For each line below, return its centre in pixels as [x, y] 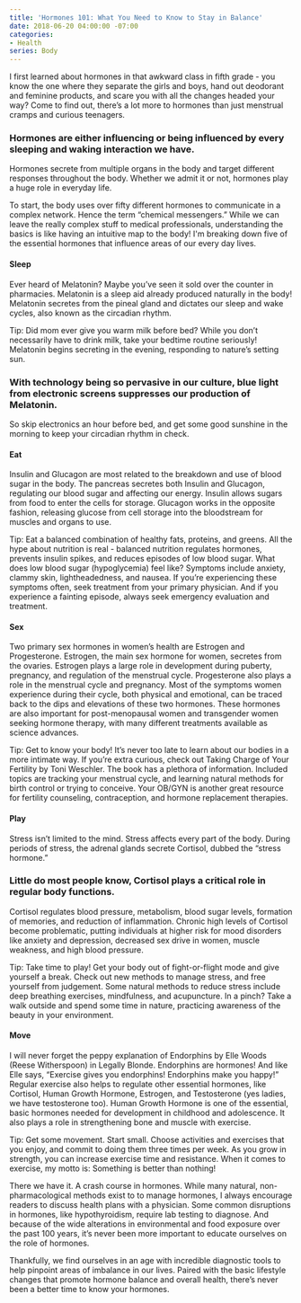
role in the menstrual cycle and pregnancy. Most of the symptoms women [146, 685]
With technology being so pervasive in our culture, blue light [144, 382]
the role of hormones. [49, 1243]
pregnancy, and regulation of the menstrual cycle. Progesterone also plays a [150, 676]
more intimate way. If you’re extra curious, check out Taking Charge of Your [149, 759]
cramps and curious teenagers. [67, 115]
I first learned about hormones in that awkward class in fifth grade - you [142, 76]
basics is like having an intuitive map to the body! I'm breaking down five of [149, 234]
